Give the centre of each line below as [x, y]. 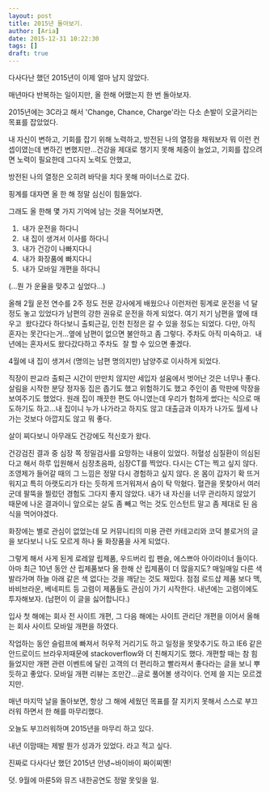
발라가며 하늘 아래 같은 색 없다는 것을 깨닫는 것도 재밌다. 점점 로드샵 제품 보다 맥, [135, 579]
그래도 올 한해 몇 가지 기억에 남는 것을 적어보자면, [86, 211]
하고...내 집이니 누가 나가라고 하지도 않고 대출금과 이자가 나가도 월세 [143, 409]
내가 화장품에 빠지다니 [57, 259]
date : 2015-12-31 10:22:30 [54, 38]
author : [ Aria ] [34, 31]
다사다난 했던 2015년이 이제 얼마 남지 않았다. [79, 77]
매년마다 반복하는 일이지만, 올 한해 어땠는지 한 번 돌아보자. [100, 95]
